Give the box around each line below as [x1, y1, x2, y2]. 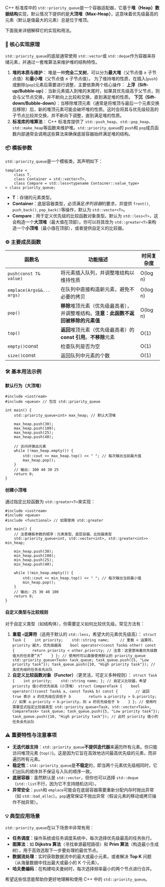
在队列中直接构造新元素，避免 [60, 286, 130, 293]
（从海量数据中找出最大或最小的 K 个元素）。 [12, 859, 102, 866]
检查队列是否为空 [60, 343, 100, 350]
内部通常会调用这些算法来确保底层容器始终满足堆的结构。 [16, 131, 133, 137]
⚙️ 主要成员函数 [5, 238, 41, 245]
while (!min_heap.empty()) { [14, 571, 74, 576]
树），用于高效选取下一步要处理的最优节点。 [12, 847, 101, 854]
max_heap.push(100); [14, 426, 56, 431]
